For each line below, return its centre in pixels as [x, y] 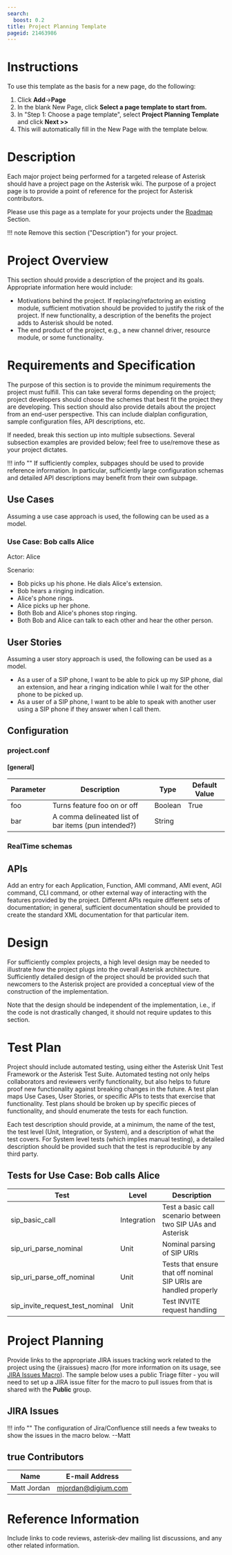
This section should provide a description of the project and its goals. [106, 280]
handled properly [190, 1290]
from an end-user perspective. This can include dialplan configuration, [108, 414]
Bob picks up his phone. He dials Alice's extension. [90, 583]
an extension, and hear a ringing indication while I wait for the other [113, 687]
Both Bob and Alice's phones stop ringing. [77, 613]
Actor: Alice [24, 557]
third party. [23, 1154]
